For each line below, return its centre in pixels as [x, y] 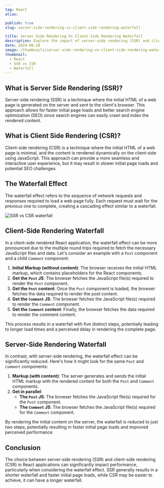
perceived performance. [30, 432]
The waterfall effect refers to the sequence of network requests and [73, 196]
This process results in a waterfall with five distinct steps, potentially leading [82, 324]
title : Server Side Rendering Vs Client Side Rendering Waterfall [74, 36]
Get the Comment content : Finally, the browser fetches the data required [83, 309]
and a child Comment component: [37, 258]
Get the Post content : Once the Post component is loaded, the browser [83, 288]
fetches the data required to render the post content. [65, 293]
